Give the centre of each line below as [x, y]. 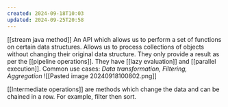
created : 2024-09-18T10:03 [46, 13]
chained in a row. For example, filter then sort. [72, 96]
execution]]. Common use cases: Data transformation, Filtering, [97, 69]
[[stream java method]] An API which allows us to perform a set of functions [114, 39]
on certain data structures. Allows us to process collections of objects [105, 47]
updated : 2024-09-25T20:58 [46, 20]
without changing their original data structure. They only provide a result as [113, 54]
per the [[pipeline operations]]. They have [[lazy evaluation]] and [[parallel [112, 61]
